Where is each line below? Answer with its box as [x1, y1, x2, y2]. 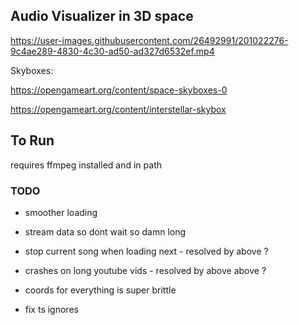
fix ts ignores [24, 303, 79, 315]
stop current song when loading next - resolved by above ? [24, 245, 269, 257]
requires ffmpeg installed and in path [10, 159, 162, 171]
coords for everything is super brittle [24, 284, 177, 296]
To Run [10, 132, 55, 149]
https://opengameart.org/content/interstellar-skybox [10, 103, 227, 115]
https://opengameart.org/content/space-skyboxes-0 [10, 84, 228, 96]
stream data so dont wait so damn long [24, 225, 187, 238]
